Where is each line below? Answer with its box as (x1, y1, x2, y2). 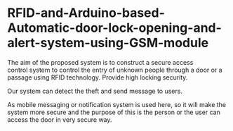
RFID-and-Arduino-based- (7, 5, 165, 21)
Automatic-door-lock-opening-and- (7, 20, 222, 36)
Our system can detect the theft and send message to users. (7, 87, 182, 95)
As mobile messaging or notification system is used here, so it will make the (7, 100, 227, 108)
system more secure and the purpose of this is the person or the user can (7, 108, 221, 116)
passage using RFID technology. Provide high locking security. (7, 73, 188, 82)
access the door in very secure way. (7, 115, 112, 124)
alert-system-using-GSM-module (7, 35, 209, 51)
